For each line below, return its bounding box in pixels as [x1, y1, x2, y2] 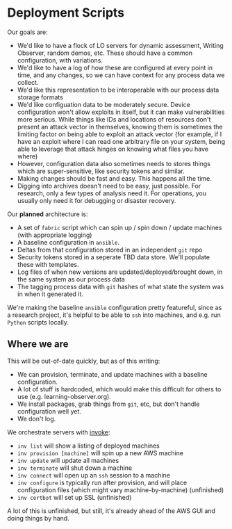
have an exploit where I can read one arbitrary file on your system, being [17, 137, 226, 145]
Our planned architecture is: [7, 210, 88, 218]
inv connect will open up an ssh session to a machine [17, 471, 170, 479]
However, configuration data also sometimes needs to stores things [17, 159, 210, 168]
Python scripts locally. [7, 318, 69, 326]
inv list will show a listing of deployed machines [17, 441, 160, 450]
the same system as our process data [17, 275, 125, 283]
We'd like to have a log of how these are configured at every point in [17, 63, 213, 72]
